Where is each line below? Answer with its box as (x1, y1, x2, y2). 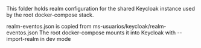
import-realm (6, 36, 39, 42)
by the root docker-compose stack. (6, 11, 94, 18)
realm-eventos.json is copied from (6, 23, 92, 30)
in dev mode (40, 36, 71, 42)
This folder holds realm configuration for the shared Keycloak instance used (6, 5, 195, 12)
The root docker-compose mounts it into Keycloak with (39, 29, 176, 36)
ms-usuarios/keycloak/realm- (92, 23, 167, 30)
